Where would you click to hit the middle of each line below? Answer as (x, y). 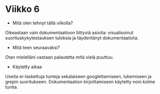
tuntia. (12, 87)
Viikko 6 (22, 9)
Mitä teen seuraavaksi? (36, 47)
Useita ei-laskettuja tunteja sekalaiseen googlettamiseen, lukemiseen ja (79, 76)
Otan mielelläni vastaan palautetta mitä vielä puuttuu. (59, 57)
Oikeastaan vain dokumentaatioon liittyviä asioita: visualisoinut (69, 32)
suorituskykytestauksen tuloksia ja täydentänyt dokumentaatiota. (72, 38)
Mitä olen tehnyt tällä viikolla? (43, 23)
